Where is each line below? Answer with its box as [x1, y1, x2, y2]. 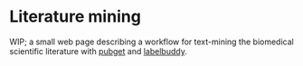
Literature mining [9, 6, 142, 27]
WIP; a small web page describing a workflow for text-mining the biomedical [9, 36, 294, 47]
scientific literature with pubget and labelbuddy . [9, 45, 187, 56]
